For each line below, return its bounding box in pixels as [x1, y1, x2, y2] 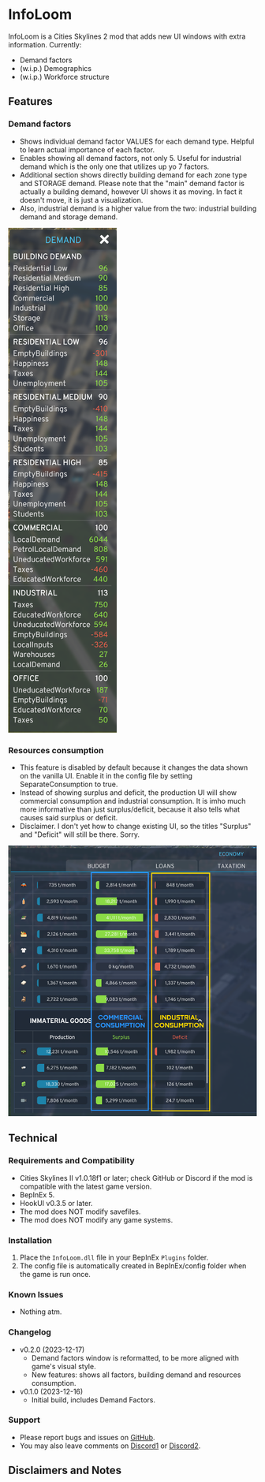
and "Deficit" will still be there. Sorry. [19, 830, 140, 839]
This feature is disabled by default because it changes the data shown [19, 763, 248, 772]
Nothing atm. [19, 1307, 62, 1316]
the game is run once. [19, 1269, 91, 1279]
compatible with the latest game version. [19, 1181, 152, 1191]
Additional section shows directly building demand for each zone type [19, 170, 248, 179]
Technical [8, 1132, 58, 1145]
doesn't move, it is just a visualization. [19, 195, 144, 204]
